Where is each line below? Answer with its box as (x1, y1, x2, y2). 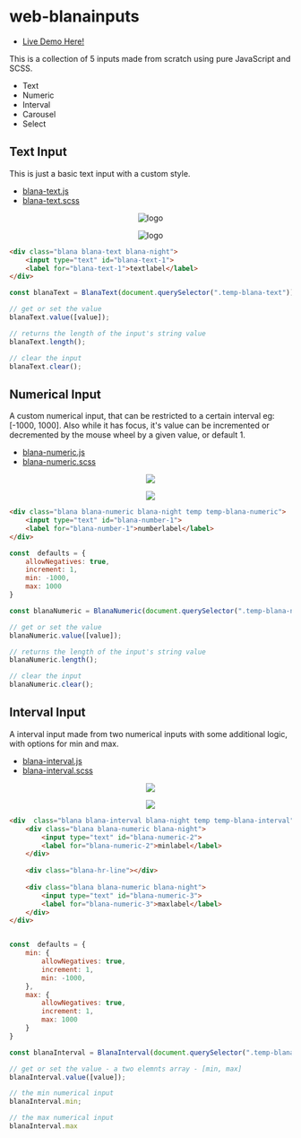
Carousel (21, 109, 56, 119)
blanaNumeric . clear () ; (9, 680, 94, 690)
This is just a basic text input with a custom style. (9, 168, 191, 178)
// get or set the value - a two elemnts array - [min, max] (9, 1064, 243, 1073)
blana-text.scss (21, 195, 81, 205)
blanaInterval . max (9, 1122, 78, 1131)
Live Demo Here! (21, 36, 85, 47)
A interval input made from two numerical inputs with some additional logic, (9, 728, 288, 739)
